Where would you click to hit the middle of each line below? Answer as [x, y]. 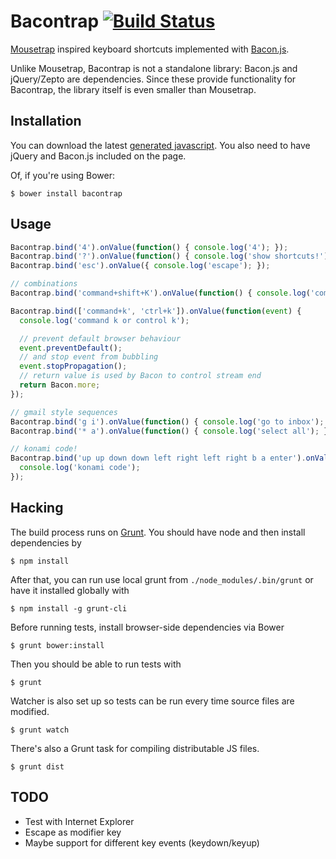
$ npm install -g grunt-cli [69, 608]
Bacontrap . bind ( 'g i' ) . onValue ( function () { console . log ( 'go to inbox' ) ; [167, 421]
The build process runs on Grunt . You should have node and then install [158, 532]
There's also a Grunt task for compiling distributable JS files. [135, 748]
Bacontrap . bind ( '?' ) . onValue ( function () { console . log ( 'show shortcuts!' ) [169, 256]
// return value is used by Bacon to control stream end [140, 376]
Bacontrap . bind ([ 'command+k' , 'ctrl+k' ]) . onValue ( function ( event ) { [156, 311]
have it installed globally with [70, 590]
